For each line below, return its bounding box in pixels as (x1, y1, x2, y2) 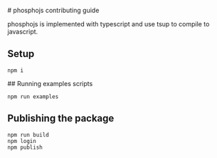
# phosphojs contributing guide (7, 6, 100, 14)
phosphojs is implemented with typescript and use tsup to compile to (7, 20, 210, 28)
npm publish (7, 144, 43, 151)
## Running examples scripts (7, 79, 93, 88)
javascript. (7, 28, 38, 36)
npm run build (7, 131, 50, 138)
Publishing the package (7, 112, 115, 125)
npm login (7, 137, 37, 144)
